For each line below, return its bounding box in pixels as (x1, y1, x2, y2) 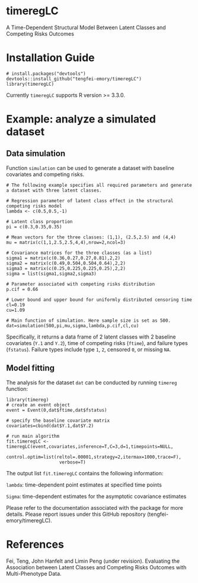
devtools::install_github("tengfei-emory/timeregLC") (6, 76, 142, 82)
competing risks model (6, 203, 62, 209)
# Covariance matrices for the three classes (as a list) (6, 250, 152, 256)
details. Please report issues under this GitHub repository (6, 510, 146, 518)
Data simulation (6, 149, 66, 159)
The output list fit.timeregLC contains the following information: (6, 469, 164, 477)
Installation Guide (6, 51, 95, 65)
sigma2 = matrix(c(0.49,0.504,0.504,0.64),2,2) (6, 260, 126, 266)
